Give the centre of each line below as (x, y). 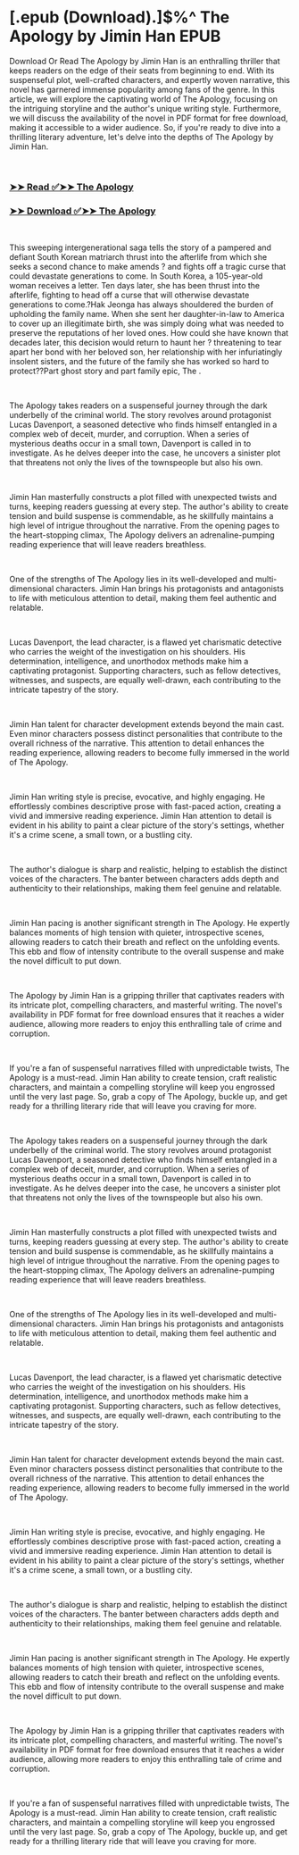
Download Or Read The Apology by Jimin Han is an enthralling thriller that (145, 61)
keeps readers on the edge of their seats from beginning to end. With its (142, 71)
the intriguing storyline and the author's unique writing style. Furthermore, (145, 108)
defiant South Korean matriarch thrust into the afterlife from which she (138, 257)
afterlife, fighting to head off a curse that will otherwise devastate (129, 295)
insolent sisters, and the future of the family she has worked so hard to (139, 362)
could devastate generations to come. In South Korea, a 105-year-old (136, 276)
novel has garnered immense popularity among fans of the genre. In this (142, 89)
